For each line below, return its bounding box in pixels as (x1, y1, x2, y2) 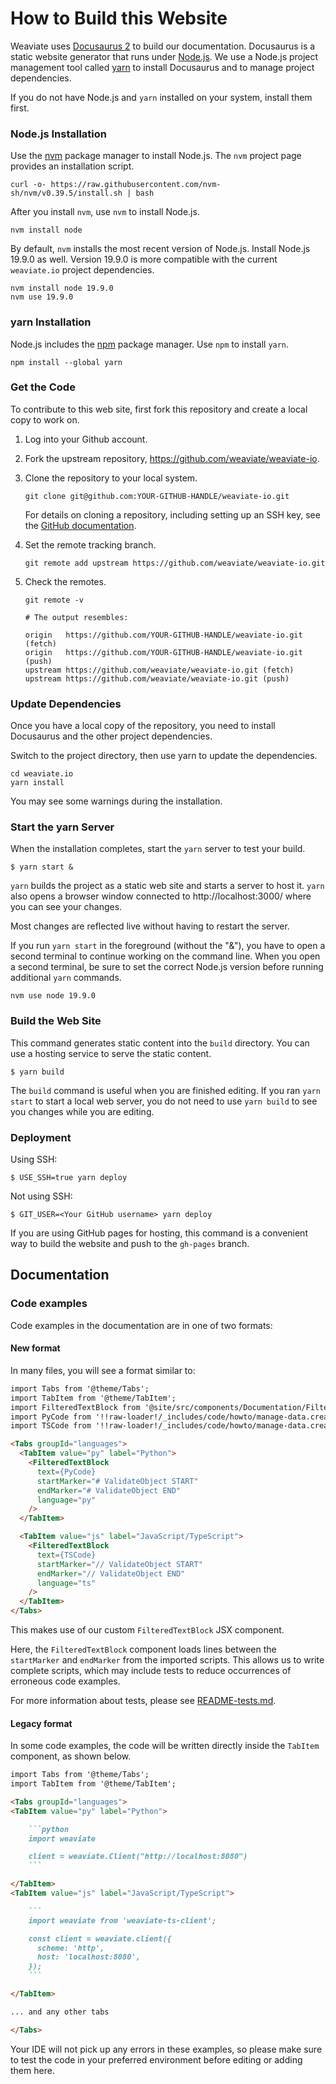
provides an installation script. (10, 160, 135, 172)
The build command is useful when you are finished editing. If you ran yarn (10, 1084, 321, 1096)
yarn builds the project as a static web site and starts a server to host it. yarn (10, 880, 325, 892)
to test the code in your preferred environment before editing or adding (10, 2053, 303, 2066)
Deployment (10, 1130, 72, 1144)
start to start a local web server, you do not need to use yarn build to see (10, 1095, 318, 1107)
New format (10, 1342, 61, 1354)
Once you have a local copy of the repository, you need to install (10, 720, 276, 732)
